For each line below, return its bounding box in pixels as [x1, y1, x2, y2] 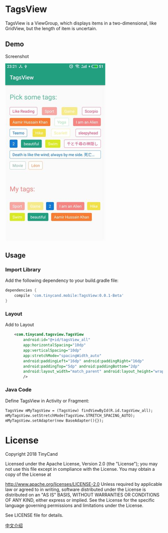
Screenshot [5, 53, 29, 59]
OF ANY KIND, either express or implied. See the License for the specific [5, 497, 155, 503]
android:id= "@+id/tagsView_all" [23, 337, 91, 342]
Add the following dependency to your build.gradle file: [5, 277, 119, 284]
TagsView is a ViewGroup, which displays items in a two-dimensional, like [5, 20, 157, 26]
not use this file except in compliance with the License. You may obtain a [5, 466, 155, 472]
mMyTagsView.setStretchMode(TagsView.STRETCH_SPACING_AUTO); [5, 413, 135, 418]
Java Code [5, 386, 31, 393]
